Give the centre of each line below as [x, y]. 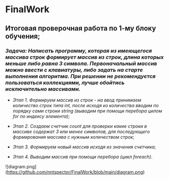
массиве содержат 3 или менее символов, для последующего [81, 132]
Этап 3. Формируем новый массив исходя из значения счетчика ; [84, 147]
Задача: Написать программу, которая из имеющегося [79, 50]
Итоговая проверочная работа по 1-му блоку [81, 28]
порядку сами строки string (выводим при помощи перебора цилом [87, 111]
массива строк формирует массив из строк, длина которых [84, 57]
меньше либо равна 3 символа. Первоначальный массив [81, 63]
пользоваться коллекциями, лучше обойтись [65, 83]
